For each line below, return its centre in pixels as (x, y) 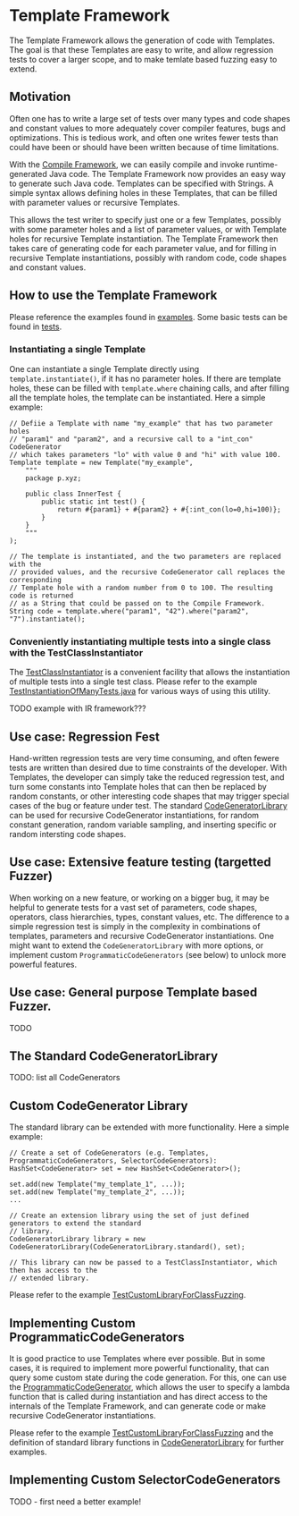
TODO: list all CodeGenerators (65, 1078)
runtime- (262, 164)
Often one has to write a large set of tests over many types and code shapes (150, 118)
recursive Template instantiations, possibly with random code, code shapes (148, 258)
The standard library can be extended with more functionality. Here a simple (149, 1127)
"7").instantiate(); (48, 619)
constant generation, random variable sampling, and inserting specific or (143, 825)
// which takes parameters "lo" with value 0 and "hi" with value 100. (145, 454)
